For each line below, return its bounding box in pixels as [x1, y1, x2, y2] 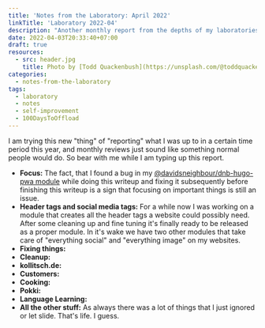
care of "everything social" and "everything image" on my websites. [19, 235, 241, 245]
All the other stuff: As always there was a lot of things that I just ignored [19, 302, 255, 312]
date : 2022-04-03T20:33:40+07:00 [8, 33, 118, 42]
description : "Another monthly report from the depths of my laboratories [8, 26, 259, 34]
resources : [8, 48, 44, 56]
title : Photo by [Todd [22, 63, 97, 71]
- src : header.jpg [15, 56, 77, 64]
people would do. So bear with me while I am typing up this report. [8, 153, 225, 162]
